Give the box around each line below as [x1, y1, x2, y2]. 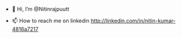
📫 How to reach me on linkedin [11, 18, 90, 24]
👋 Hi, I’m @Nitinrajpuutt [11, 6, 70, 12]
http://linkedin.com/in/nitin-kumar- [90, 18, 176, 24]
